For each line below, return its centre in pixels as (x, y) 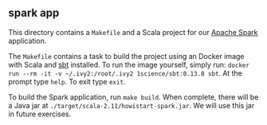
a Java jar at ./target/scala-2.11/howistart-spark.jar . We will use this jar (132, 105)
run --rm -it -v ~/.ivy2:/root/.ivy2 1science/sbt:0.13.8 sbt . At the (126, 73)
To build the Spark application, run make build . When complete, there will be (133, 97)
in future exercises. (40, 114)
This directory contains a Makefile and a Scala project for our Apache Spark (133, 32)
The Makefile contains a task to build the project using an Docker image (126, 56)
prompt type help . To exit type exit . (67, 81)
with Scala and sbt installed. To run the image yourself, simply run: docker (129, 64)
